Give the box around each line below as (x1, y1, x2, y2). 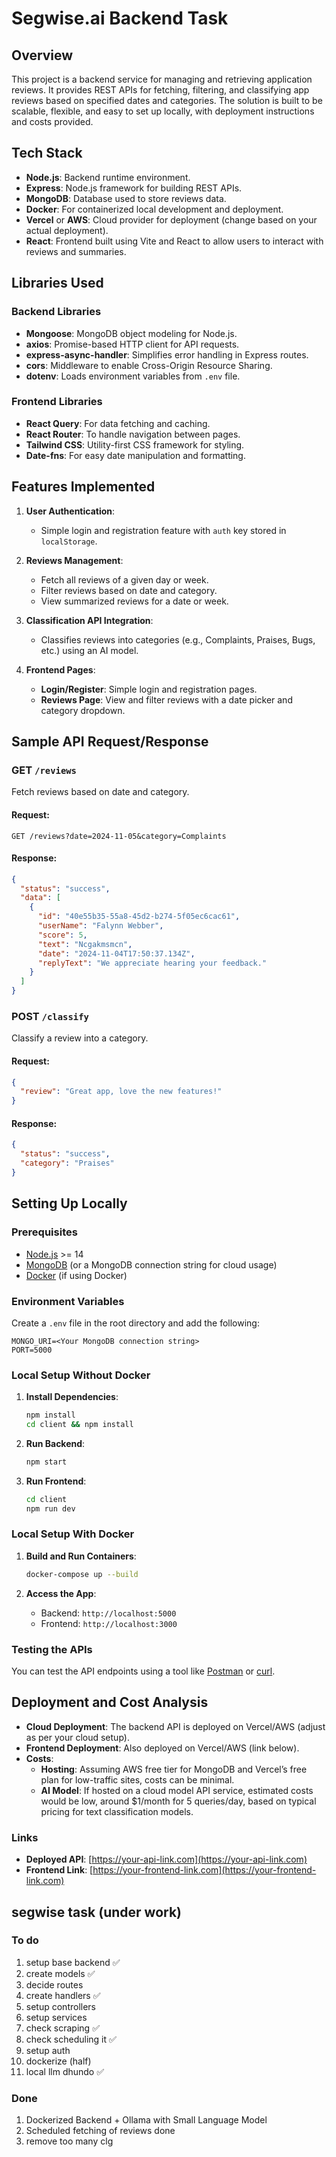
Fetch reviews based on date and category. (11, 786, 190, 798)
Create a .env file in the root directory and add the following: (11, 1317, 260, 1329)
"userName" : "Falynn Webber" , (37, 921, 164, 931)
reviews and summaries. (25, 245, 127, 257)
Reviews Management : (25, 554, 124, 566)
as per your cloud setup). (25, 1731, 130, 1743)
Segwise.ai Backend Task (11, 7, 229, 30)
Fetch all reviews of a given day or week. (40, 573, 209, 586)
